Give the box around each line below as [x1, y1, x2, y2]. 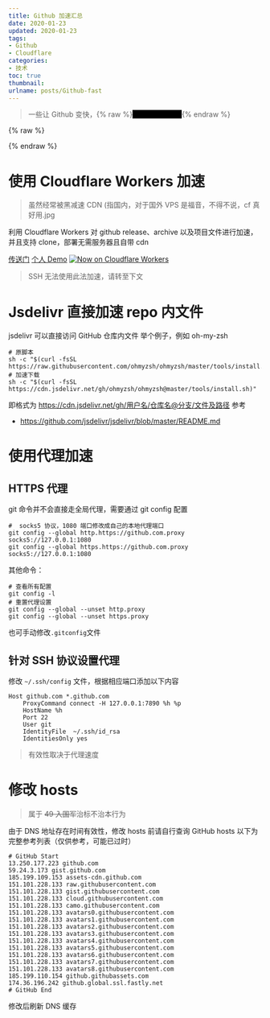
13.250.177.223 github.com [8, 859, 99, 868]
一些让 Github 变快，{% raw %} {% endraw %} [27, 109, 231, 119]
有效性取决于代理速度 [27, 750, 99, 760]
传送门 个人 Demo [8, 254, 67, 264]
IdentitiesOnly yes [22, 735, 88, 743]
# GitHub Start [8, 852, 59, 860]
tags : [8, 34, 27, 43]
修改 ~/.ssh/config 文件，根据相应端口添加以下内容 [8, 677, 179, 686]
